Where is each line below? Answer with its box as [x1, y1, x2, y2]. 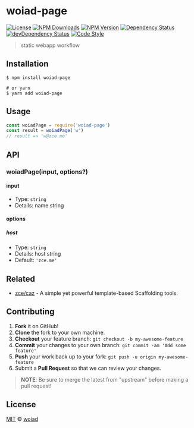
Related [6, 273, 36, 284]
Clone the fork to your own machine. [14, 329, 105, 336]
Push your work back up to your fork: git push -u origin [14, 353, 157, 360]
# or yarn [6, 85, 31, 91]
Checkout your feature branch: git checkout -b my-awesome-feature [14, 335, 183, 342]
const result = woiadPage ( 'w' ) [6, 128, 84, 134]
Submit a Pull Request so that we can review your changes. [14, 364, 162, 372]
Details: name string [14, 202, 64, 209]
